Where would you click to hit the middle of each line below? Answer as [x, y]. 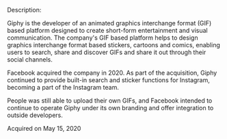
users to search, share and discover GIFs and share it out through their [107, 52]
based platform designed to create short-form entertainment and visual [107, 30]
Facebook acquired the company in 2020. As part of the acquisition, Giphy [112, 73]
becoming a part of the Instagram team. [63, 87]
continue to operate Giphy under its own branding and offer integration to [110, 108]
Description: [24, 10]
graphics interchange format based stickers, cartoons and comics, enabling [114, 45]
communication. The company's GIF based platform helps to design [103, 38]
